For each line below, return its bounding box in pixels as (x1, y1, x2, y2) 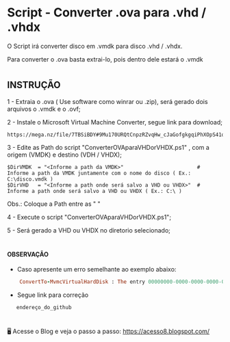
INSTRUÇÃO (7, 79, 61, 91)
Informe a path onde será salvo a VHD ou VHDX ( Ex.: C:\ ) (7, 187, 183, 194)
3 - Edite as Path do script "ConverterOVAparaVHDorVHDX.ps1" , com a (7, 143, 210, 151)
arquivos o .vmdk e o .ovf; (7, 105, 81, 113)
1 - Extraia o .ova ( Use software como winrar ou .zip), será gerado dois (7, 97, 208, 105)
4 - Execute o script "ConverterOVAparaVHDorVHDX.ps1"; (7, 213, 172, 221)
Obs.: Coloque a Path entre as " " (7, 200, 101, 208)
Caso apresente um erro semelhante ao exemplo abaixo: (16, 265, 177, 274)
